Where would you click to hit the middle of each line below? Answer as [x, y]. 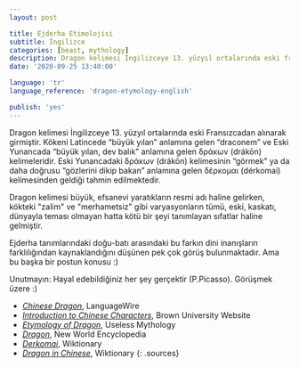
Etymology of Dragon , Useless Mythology [99, 324]
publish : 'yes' [37, 107]
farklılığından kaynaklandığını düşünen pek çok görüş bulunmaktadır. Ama [145, 252]
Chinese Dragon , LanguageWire [81, 306]
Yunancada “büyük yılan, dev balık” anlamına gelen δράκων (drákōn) [136, 151]
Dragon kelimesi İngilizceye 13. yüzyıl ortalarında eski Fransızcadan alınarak [148, 132]
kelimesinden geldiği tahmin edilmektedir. [85, 180]
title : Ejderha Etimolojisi [61, 33]
